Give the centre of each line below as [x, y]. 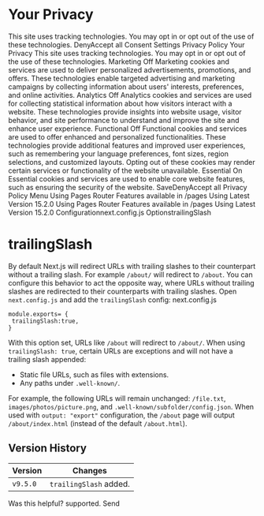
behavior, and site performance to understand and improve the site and [124, 120]
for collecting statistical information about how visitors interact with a [120, 103]
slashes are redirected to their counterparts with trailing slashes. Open [123, 291]
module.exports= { [38, 314]
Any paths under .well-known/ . [70, 383]
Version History [47, 449]
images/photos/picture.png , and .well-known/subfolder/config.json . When [131, 406]
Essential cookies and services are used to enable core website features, [127, 178]
